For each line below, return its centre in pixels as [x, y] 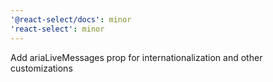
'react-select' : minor [57, 29]
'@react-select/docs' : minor [71, 19]
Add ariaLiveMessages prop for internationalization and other [136, 57]
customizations [41, 68]
